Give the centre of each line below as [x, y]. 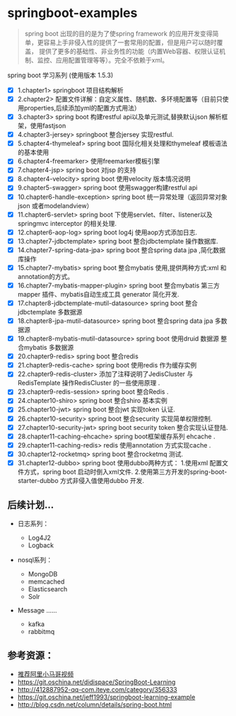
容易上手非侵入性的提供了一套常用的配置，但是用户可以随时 [130, 42]
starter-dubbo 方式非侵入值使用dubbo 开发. [81, 480]
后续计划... [31, 505]
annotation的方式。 [46, 276]
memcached [46, 581]
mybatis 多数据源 [49, 348]
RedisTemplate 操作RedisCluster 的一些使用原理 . [89, 383]
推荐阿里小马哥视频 [46, 674]
